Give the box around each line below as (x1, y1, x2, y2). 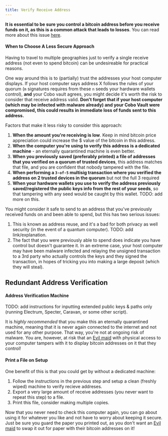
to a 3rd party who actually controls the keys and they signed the (12, 253, 147, 259)
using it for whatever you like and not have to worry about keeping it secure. (5, 414, 163, 420)
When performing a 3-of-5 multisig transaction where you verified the (12, 169, 161, 175)
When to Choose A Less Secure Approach (5, 43, 95, 49)
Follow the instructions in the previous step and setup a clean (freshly (12, 378, 156, 384)
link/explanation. (12, 232, 47, 238)
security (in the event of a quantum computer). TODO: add (12, 226, 134, 232)
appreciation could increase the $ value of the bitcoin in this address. (12, 137, 156, 143)
